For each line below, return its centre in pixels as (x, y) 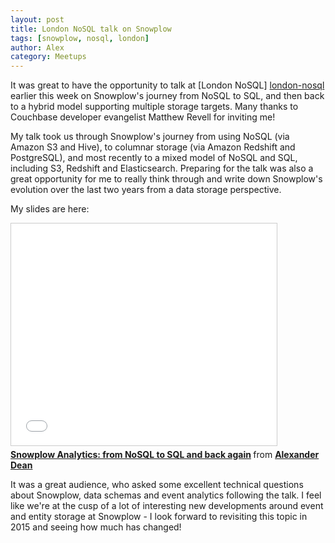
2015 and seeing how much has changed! (96, 527)
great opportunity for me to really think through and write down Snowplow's (166, 179)
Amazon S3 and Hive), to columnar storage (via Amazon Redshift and (153, 147)
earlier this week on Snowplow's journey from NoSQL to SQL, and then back (167, 96)
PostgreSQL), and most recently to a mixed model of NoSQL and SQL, (154, 158)
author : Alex (37, 47)
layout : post (37, 19)
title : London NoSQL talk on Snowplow (91, 29)
